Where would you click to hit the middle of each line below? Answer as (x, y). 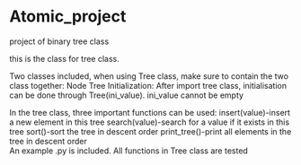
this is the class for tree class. (64, 58)
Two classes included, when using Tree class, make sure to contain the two (149, 76)
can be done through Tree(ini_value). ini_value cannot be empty (127, 95)
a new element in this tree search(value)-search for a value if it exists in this (150, 122)
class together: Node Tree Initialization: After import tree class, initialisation (148, 85)
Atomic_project (68, 17)
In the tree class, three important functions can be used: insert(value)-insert (150, 112)
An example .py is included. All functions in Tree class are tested (129, 151)
